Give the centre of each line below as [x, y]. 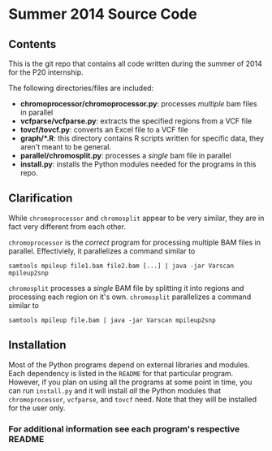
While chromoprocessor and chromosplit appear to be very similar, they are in [136, 218]
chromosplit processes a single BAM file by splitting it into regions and [126, 288]
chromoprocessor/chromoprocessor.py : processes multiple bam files [138, 104]
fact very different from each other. [67, 226]
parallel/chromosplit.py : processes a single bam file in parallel [125, 156]
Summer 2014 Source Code [103, 14]
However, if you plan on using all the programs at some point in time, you [130, 382]
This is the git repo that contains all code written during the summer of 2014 [135, 63]
